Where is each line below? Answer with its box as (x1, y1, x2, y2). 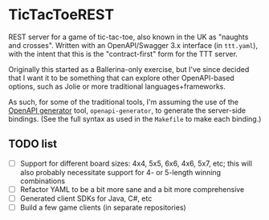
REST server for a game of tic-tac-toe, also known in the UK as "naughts (8, 32, 249, 42)
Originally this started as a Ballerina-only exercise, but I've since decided (8, 64, 250, 74)
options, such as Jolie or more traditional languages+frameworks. (8, 82, 226, 91)
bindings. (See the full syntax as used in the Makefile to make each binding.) (8, 114, 262, 123)
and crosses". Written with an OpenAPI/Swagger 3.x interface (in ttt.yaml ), (8, 40, 259, 50)
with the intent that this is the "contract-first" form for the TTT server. (8, 49, 238, 58)
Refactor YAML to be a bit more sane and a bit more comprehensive (19, 184, 245, 194)
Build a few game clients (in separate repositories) (19, 202, 186, 212)
